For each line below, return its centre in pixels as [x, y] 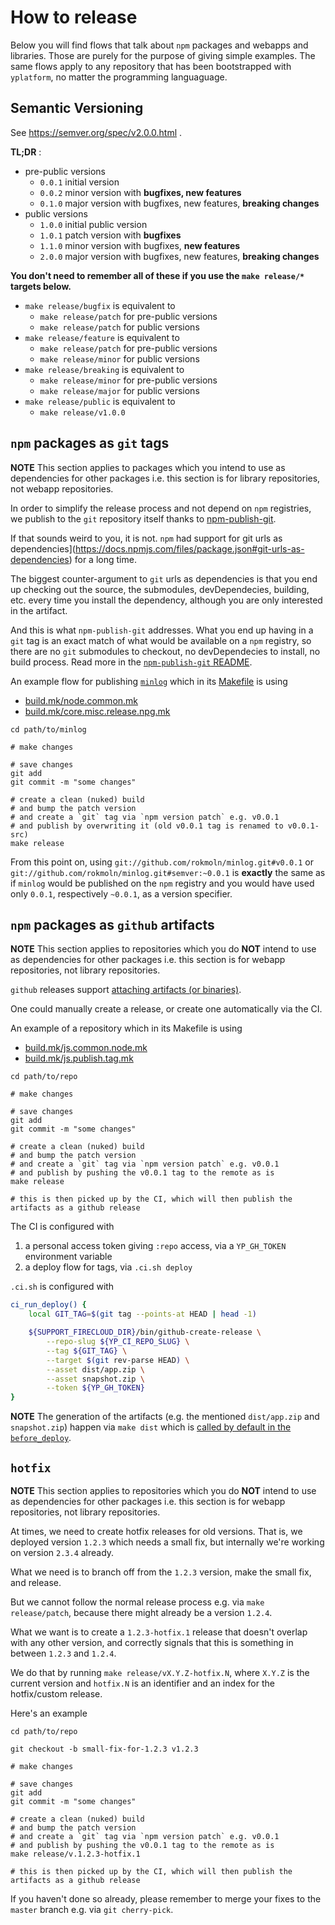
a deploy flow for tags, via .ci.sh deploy [108, 1267]
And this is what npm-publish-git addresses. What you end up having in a [162, 630]
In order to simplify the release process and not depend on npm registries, [161, 508]
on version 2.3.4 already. [62, 1552]
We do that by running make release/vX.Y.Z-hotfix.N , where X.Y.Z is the [160, 1672]
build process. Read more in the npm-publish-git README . [131, 662]
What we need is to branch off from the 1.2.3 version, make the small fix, [161, 1572]
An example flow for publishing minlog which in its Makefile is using [149, 681]
